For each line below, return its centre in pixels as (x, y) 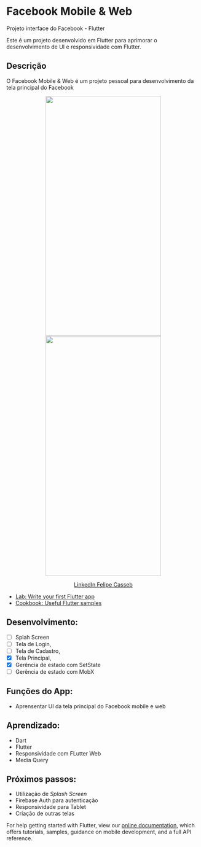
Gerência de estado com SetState (58, 665)
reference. (19, 838)
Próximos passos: (41, 779)
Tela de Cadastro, (37, 651)
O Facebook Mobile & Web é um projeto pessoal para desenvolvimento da (100, 80)
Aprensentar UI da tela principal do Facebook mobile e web (90, 706)
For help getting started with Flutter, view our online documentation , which (101, 826)
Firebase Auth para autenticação (57, 800)
